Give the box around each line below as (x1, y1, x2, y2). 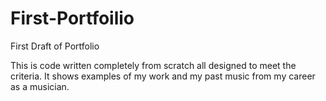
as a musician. (10, 80, 70, 92)
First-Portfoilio (10, 7, 135, 30)
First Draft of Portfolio (10, 40, 100, 52)
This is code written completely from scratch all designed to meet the (10, 59, 297, 71)
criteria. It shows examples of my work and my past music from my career (10, 70, 316, 82)
